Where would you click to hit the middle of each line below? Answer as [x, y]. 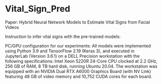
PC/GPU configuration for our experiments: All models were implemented [78, 46]
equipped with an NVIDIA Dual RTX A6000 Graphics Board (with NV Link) [78, 71]
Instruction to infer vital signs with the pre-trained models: [63, 36]
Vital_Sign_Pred [38, 9]
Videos [12, 27]
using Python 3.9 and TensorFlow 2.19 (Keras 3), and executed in [70, 51]
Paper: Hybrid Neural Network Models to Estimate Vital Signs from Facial [78, 22]
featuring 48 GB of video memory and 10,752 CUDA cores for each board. [79, 76]
